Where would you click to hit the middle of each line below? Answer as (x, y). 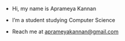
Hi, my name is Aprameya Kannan (54, 9)
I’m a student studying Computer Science (64, 20)
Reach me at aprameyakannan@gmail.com (65, 31)
